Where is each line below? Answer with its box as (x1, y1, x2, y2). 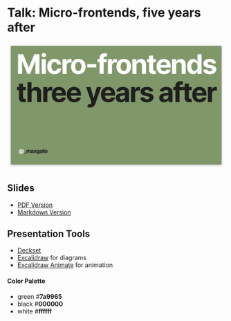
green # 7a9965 (17, 292, 62, 300)
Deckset (17, 246, 41, 255)
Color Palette (7, 277, 46, 285)
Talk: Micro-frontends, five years (7, 5, 202, 21)
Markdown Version (17, 208, 71, 216)
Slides (7, 182, 35, 194)
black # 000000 (17, 300, 64, 308)
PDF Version (17, 201, 53, 209)
